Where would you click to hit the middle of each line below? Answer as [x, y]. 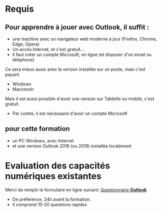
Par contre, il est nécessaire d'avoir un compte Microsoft [70, 113]
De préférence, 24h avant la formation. [51, 199]
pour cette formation [38, 129]
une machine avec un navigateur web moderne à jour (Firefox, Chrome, [85, 39]
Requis [20, 9]
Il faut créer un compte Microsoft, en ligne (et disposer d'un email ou [82, 54]
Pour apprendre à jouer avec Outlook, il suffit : [77, 27]
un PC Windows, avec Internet [43, 140]
